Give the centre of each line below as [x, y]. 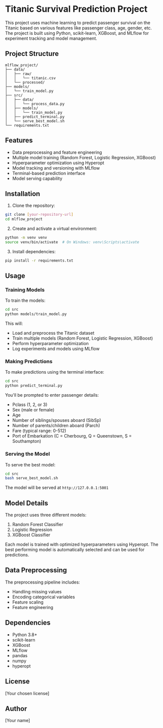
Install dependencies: [34, 251]
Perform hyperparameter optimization [51, 344]
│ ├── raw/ [18, 74]
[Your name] [18, 721]
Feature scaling [28, 602]
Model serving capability [37, 178]
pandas [20, 655]
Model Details [27, 503]
